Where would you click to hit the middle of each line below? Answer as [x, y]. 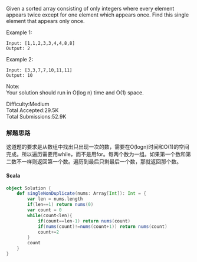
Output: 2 [18, 48]
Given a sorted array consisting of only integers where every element [90, 9]
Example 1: [19, 32]
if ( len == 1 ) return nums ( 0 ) [60, 205]
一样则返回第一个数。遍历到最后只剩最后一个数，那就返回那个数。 [101, 162]
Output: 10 [19, 76]
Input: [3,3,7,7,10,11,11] [39, 70]
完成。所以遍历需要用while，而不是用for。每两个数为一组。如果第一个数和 [96, 154]
